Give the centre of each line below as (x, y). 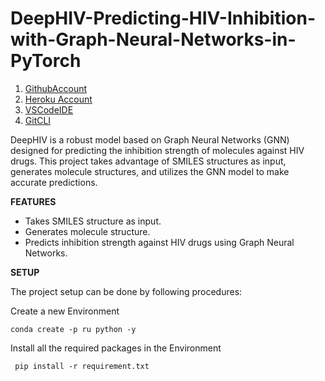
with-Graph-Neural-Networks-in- (153, 39)
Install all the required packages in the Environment (116, 348)
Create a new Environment (65, 311)
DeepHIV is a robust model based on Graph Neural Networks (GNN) (150, 139)
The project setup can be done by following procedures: (126, 291)
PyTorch (46, 61)
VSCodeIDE (49, 109)
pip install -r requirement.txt (82, 366)
